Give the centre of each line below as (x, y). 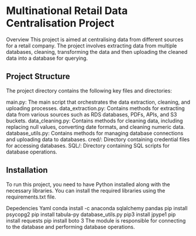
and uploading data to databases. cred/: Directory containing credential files (98, 139)
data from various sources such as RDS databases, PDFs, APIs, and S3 (92, 114)
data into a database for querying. (47, 58)
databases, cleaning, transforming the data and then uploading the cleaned (97, 52)
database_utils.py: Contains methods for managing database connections (95, 133)
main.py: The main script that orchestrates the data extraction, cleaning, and (98, 102)
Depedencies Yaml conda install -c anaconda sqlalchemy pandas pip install (97, 208)
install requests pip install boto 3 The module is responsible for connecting (96, 220)
